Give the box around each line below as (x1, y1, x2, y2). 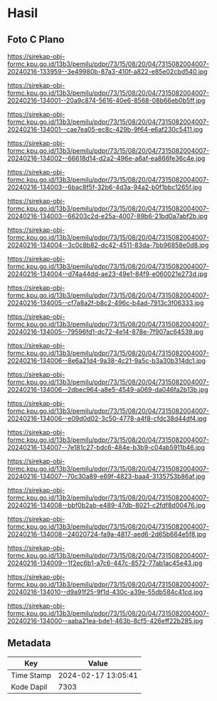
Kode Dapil (11, 682, 48, 692)
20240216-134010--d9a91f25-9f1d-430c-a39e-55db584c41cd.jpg (7, 588, 203, 596)
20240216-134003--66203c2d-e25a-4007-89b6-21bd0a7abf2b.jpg (7, 212, 208, 220)
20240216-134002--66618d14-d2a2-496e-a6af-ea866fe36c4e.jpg (7, 154, 206, 162)
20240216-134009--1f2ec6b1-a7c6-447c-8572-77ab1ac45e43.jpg (7, 559, 203, 567)
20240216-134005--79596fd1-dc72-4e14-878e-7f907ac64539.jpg (7, 327, 204, 336)
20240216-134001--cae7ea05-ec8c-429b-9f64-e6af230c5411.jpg (7, 125, 203, 133)
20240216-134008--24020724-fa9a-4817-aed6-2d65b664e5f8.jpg (7, 530, 206, 538)
